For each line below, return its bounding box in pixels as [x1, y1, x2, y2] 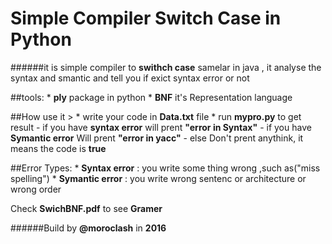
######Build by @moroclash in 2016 [10, 222, 167, 234]
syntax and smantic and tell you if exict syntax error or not [10, 72, 250, 84]
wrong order [10, 183, 62, 195]
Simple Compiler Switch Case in [10, 7, 282, 30]
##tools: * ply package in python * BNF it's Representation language [10, 91, 293, 103]
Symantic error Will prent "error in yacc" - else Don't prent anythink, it [10, 132, 304, 144]
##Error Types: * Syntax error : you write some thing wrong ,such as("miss [10, 162, 321, 174]
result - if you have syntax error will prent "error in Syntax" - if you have [10, 121, 312, 133]
